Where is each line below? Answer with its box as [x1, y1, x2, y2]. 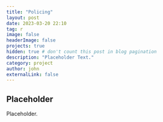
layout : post [6, 15, 40, 21]
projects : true [6, 43, 45, 49]
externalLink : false [6, 71, 59, 77]
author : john [6, 65, 40, 72]
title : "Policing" [6, 9, 53, 15]
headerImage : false [6, 37, 56, 43]
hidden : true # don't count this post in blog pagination [6, 49, 157, 55]
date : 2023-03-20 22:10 [6, 20, 67, 26]
